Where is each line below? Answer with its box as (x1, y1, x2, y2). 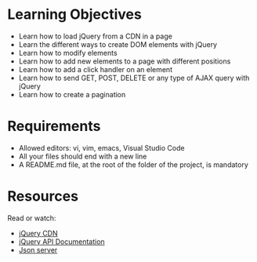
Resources (7, 187, 79, 206)
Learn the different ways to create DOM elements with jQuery (18, 39, 217, 49)
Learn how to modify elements (18, 48, 118, 57)
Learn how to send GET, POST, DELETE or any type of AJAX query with (18, 73, 250, 82)
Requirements (7, 118, 101, 135)
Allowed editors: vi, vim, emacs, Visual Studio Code (18, 143, 185, 152)
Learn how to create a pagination (18, 89, 126, 99)
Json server (18, 245, 58, 254)
